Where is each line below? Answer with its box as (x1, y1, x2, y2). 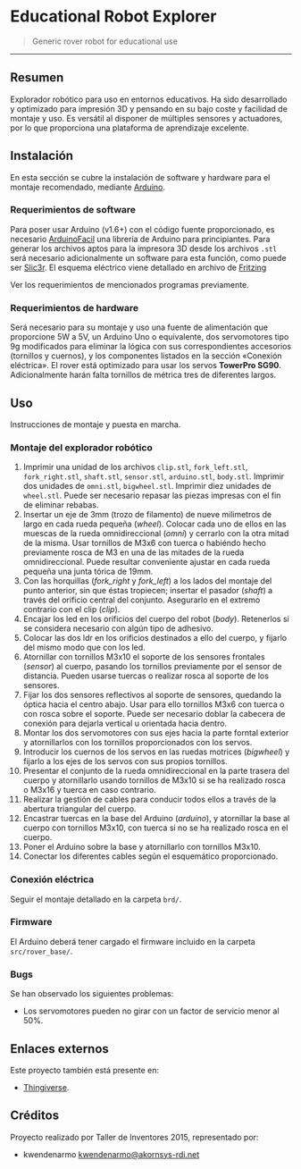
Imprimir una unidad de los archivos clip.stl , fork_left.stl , (22, 462, 248, 473)
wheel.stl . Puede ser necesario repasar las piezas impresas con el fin (22, 490, 281, 501)
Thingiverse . (22, 1081, 70, 1092)
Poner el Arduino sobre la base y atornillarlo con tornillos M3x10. (22, 842, 262, 853)
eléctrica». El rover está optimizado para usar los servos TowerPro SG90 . (10, 360, 282, 371)
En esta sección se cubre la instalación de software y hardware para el (10, 172, 271, 182)
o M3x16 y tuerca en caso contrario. (22, 785, 156, 795)
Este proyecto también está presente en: (10, 1064, 160, 1075)
